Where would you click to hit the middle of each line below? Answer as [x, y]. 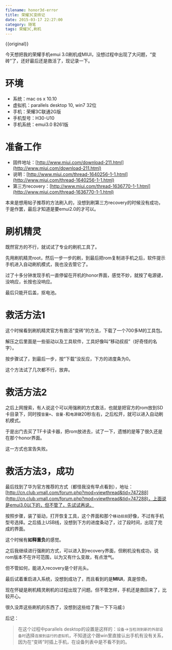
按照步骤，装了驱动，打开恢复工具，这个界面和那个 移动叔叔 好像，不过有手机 [85, 516]
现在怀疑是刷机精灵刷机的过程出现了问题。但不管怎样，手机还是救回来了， [84, 590]
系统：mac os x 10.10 [35, 99]
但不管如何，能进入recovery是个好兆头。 [48, 568]
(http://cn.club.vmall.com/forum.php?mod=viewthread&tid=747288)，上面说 [86, 498]
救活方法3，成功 [40, 472]
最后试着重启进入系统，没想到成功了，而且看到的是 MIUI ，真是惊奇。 [78, 579]
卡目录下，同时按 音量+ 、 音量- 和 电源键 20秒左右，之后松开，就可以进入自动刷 [84, 414]
